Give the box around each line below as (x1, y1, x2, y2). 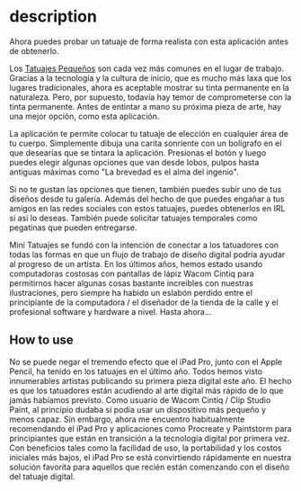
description (9, 6, 97, 27)
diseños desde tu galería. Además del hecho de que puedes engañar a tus (9, 193, 285, 204)
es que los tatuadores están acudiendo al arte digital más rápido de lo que (9, 385, 284, 396)
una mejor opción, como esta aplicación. (9, 111, 160, 121)
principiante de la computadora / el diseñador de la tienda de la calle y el (9, 297, 279, 308)
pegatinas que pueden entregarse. (9, 222, 137, 233)
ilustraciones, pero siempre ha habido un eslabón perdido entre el (9, 287, 253, 298)
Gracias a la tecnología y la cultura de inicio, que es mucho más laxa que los (9, 72, 292, 83)
